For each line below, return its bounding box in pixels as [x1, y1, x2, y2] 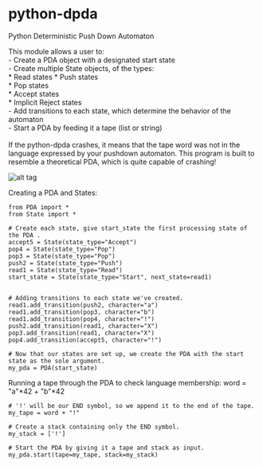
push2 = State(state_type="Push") [8, 259, 124, 267]
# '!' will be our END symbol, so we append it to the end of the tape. [8, 402, 255, 410]
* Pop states [8, 81, 49, 90]
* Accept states [8, 89, 60, 98]
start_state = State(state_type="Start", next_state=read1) [8, 273, 213, 281]
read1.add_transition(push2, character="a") [8, 301, 159, 309]
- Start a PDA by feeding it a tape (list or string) [8, 123, 163, 133]
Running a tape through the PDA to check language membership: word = [8, 378, 247, 387]
